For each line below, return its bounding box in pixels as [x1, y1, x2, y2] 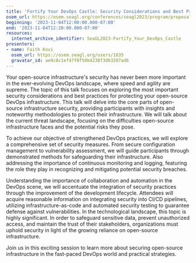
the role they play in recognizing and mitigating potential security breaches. [6, 165, 188, 172]
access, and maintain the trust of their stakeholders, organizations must [6, 220, 178, 227]
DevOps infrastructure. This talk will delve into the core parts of [6, 98, 159, 105]
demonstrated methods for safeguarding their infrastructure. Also [6, 153, 163, 160]
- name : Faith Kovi [6, 47, 54, 53]
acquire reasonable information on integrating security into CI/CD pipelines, [6, 195, 188, 202]
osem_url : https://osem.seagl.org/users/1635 [11, 52, 124, 58]
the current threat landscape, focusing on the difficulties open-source [6, 117, 174, 124]
